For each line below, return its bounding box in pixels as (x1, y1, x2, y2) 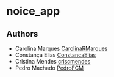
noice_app (6, 4, 60, 18)
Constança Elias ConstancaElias (15, 51, 96, 59)
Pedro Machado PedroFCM (15, 64, 84, 71)
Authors (6, 29, 38, 39)
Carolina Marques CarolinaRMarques (15, 45, 108, 52)
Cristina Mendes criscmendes (15, 58, 91, 65)
